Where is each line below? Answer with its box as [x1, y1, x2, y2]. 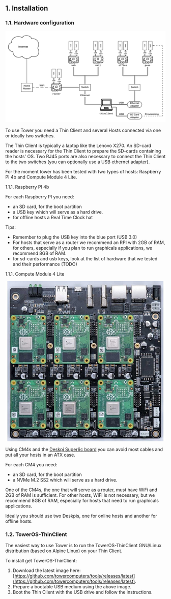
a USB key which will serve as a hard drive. [12, 209, 103, 215]
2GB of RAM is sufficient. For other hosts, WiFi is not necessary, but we [5, 492, 155, 498]
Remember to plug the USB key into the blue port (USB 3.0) [12, 234, 137, 241]
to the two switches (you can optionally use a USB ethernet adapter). [5, 159, 150, 165]
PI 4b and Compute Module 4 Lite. [5, 174, 77, 180]
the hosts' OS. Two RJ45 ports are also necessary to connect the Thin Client [5, 154, 166, 160]
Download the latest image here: [12, 567, 81, 574]
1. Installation [5, 4, 48, 13]
